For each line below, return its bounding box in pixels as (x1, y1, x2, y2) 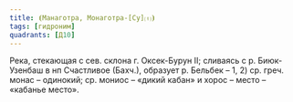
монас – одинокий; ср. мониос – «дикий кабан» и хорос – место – (9, 75, 267, 86)
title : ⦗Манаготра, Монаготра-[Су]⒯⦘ (9, 13, 156, 23)
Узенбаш (9, 65, 44, 76)
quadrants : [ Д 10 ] (9, 30, 76, 39)
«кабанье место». (9, 84, 79, 96)
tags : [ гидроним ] (9, 22, 76, 31)
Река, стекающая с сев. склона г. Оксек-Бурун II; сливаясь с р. (9, 56, 256, 66)
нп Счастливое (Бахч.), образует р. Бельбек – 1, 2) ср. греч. (51, 65, 285, 76)
